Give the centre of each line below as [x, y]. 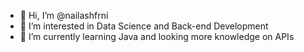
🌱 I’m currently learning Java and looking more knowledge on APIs [157, 36]
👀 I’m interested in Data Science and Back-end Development [144, 26]
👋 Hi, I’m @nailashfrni [64, 15]
